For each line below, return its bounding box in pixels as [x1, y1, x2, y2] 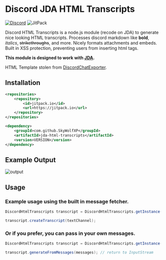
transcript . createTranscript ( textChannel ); [5, 218, 96, 223]
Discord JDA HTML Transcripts [5, 3, 135, 15]
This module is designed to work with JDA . [5, 54, 95, 60]
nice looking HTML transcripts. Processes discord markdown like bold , [5, 35, 150, 41]
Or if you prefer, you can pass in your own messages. [5, 230, 136, 237]
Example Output [5, 156, 56, 164]
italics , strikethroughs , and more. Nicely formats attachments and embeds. [5, 40, 157, 45]
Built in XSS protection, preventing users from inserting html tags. [5, 45, 139, 51]
